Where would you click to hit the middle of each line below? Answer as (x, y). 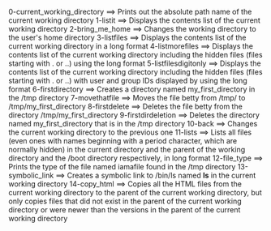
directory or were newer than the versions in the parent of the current (125, 210)
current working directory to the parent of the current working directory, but (135, 192)
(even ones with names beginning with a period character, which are (123, 141)
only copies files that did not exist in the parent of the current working (125, 201)
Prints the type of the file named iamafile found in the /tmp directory (122, 167)
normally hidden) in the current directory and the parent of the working (127, 150)
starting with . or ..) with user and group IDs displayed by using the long (128, 81)
